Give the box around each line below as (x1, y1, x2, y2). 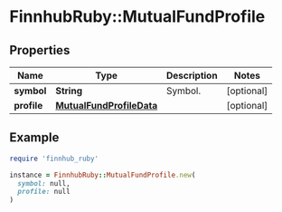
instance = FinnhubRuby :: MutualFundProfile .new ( (9, 170, 196, 179)
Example (9, 130, 60, 146)
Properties (9, 43, 70, 58)
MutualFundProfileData (55, 100, 158, 111)
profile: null (17, 188, 70, 197)
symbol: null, (17, 178, 70, 188)
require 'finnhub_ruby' (9, 154, 99, 163)
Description (165, 70, 219, 82)
